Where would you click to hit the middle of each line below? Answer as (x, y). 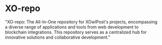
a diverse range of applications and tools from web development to (72, 27)
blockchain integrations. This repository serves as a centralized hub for (76, 32)
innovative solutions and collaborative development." (58, 37)
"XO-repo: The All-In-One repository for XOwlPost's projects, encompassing (81, 22)
